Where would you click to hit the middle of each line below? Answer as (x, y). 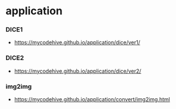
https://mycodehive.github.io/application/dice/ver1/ (77, 42)
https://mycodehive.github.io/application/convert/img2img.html (92, 99)
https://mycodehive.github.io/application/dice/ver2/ (78, 71)
